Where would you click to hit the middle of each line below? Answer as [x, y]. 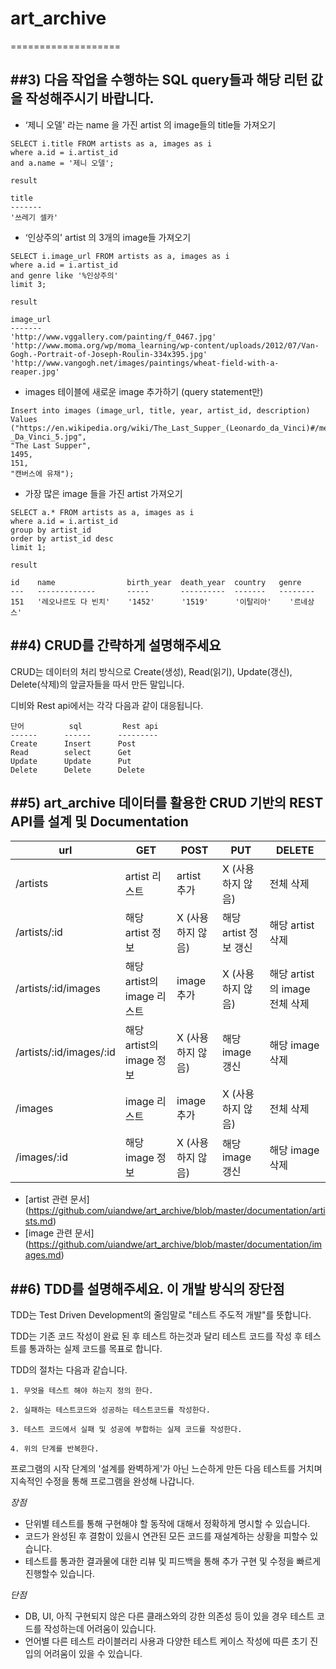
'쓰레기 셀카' [34, 217]
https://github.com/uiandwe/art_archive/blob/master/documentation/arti [177, 1211]
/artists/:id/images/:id [65, 1052]
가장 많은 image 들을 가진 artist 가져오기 [103, 493]
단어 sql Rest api [84, 726]
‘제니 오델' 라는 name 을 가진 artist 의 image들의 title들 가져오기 [150, 124]
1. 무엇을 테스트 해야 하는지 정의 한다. [82, 1391]
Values [24, 419]
